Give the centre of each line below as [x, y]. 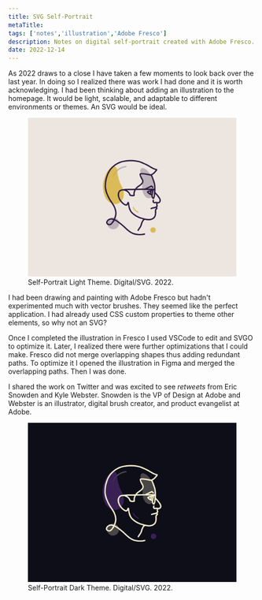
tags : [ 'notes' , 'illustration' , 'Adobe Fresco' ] [88, 33]
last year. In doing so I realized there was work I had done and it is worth [125, 82]
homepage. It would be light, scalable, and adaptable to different [113, 99]
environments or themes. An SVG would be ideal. [88, 107]
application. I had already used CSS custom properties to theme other [121, 315]
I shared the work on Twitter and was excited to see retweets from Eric [123, 387]
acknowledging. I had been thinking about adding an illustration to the [121, 90]
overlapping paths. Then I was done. [68, 371]
